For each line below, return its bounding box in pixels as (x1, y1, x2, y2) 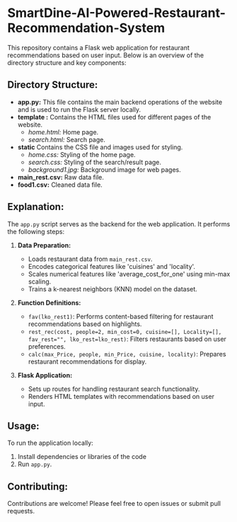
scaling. (28, 277, 52, 286)
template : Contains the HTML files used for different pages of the (17, 112, 212, 121)
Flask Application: (17, 371, 73, 379)
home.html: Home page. (28, 127, 99, 136)
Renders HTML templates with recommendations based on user (28, 392, 214, 400)
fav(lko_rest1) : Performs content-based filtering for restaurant (28, 312, 214, 320)
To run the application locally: (7, 439, 93, 447)
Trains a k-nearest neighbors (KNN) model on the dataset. (28, 284, 198, 293)
